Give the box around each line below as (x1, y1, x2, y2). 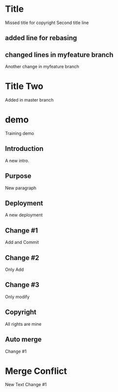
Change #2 (5, 254, 39, 262)
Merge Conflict (5, 366, 67, 376)
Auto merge (5, 335, 42, 344)
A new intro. (5, 157, 29, 163)
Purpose (5, 172, 32, 180)
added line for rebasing (5, 34, 77, 42)
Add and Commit (5, 239, 39, 245)
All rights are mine (5, 321, 41, 327)
